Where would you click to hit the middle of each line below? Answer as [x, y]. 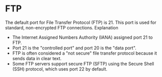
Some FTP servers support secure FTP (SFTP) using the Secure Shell [83, 64]
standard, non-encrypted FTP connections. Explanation [62, 27]
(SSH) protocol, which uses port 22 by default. [60, 69]
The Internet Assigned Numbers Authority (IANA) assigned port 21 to [82, 37]
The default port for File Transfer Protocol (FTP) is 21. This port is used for [81, 22]
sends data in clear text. [37, 58]
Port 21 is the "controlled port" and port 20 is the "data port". [74, 48]
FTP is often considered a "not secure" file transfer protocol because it [84, 53]
